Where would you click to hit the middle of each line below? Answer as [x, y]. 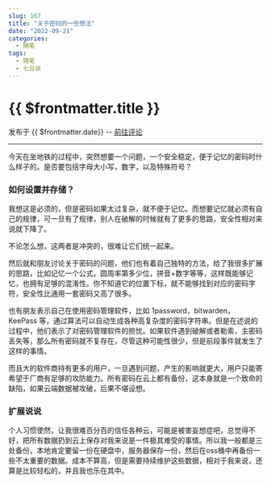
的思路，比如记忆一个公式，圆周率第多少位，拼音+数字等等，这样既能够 [127, 273]
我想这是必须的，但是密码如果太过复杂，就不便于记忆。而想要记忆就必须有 [132, 208]
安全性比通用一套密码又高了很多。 [79, 293]
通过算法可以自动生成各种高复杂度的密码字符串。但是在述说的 [155, 321]
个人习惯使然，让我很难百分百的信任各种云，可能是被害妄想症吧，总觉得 [128, 430]
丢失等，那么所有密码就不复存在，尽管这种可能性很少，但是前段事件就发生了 [135, 341]
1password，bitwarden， [193, 310]
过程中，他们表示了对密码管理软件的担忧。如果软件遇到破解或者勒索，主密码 [135, 330]
